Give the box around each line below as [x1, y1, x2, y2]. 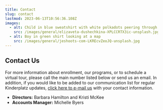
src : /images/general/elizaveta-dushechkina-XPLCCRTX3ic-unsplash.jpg [14, 30, 160, 34]
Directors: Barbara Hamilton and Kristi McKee [12, 94, 104, 100]
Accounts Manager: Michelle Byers [12, 99, 84, 105]
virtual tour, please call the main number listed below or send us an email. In [5, 75, 157, 80]
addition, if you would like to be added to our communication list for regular [5, 79, 155, 85]
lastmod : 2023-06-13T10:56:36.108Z [5, 16, 77, 21]
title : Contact [5, 7, 36, 12]
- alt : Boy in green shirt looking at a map [9, 34, 101, 39]
